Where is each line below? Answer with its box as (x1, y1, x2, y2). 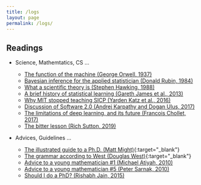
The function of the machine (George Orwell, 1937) (24, 71, 152, 78)
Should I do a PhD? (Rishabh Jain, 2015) (24, 172, 125, 180)
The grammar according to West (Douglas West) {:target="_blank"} (24, 153, 192, 160)
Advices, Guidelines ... (15, 134, 72, 142)
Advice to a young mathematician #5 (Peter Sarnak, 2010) (24, 166, 169, 173)
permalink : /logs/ (6, 20, 53, 26)
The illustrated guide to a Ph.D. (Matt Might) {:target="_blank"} (24, 146, 180, 153)
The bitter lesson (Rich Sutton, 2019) (24, 122, 116, 130)
